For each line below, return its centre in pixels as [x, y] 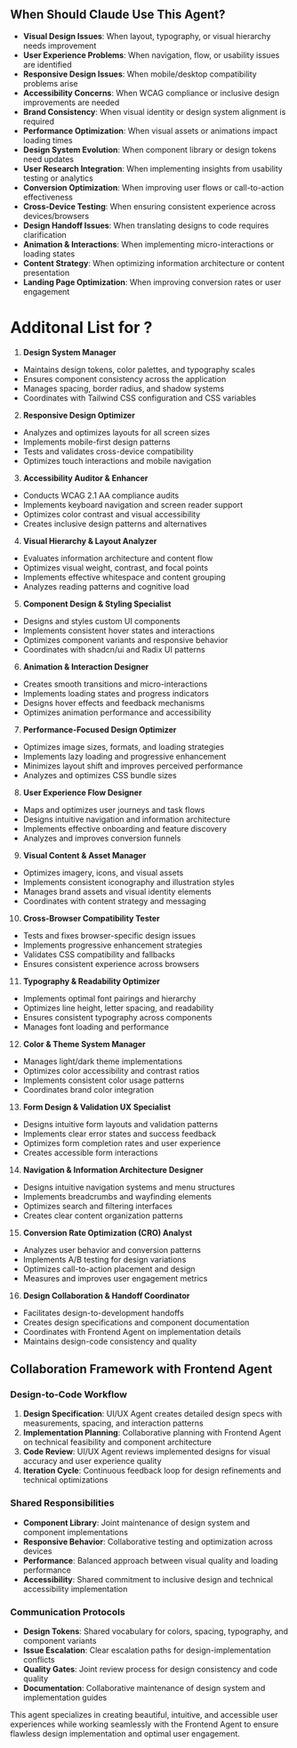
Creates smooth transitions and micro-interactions [115, 684]
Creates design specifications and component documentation [136, 1322]
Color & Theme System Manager [84, 1044]
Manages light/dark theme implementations [103, 1061]
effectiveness [48, 197]
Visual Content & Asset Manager [84, 855]
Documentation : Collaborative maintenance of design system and [144, 1688]
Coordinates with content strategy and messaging [115, 901]
